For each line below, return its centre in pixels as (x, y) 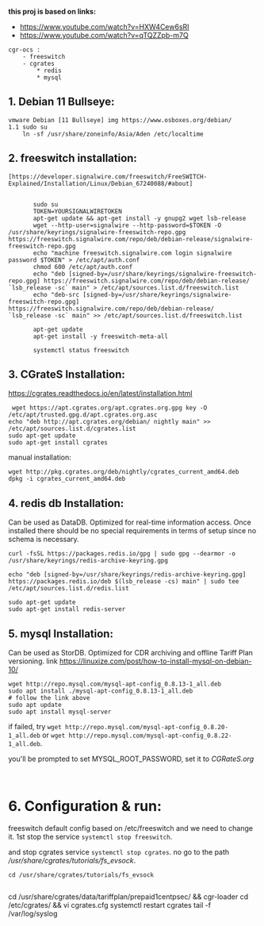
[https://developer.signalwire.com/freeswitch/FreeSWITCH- (108, 177)
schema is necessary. (44, 540)
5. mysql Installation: (61, 634)
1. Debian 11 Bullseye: (61, 102)
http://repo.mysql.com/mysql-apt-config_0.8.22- (150, 736)
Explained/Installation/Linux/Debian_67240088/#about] (101, 183)
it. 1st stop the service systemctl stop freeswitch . (90, 837)
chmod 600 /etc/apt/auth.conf (83, 267)
